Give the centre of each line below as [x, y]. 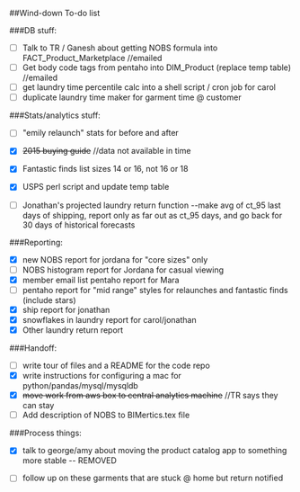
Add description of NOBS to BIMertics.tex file [106, 415]
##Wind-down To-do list [55, 13]
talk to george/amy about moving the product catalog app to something [154, 451]
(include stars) [49, 300]
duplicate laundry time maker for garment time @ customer [132, 97]
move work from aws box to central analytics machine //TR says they [150, 396]
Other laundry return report [73, 330]
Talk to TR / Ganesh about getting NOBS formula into [120, 48]
